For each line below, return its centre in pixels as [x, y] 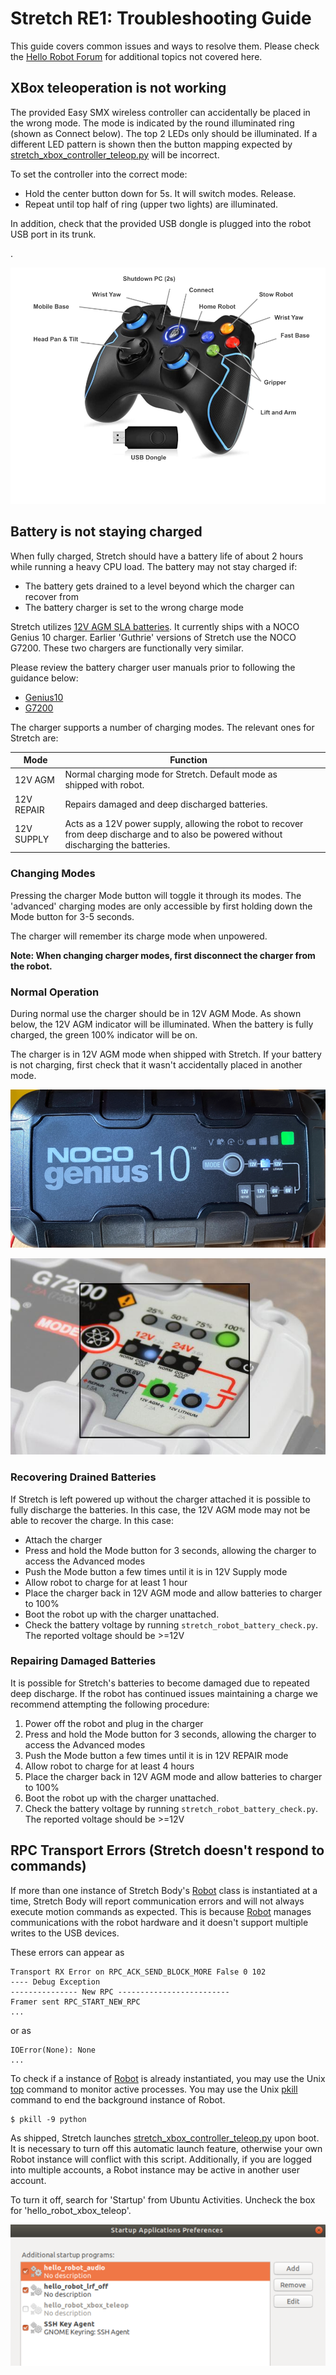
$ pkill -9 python [48, 2119]
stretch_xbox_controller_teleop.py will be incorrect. [115, 154]
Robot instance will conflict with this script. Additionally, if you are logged [161, 2159]
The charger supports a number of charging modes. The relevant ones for [162, 727]
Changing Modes [53, 874]
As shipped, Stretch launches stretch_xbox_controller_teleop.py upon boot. [165, 2138]
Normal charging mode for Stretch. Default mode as [171, 774]
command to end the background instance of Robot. [118, 2099]
